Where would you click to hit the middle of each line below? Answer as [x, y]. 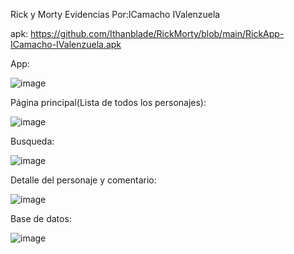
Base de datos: [41, 218]
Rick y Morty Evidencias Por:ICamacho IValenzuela [115, 14]
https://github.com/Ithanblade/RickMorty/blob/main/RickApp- [157, 33]
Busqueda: [32, 141]
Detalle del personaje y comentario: [83, 180]
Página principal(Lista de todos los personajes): [108, 102]
